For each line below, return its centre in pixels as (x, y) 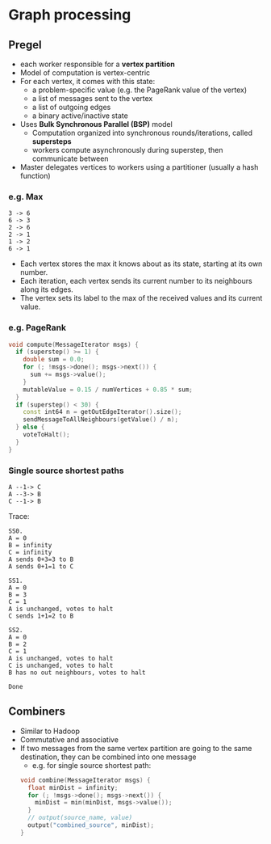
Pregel (25, 45)
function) (35, 176)
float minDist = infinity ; (73, 787)
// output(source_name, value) (80, 818)
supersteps (52, 141)
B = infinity (30, 546)
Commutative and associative (69, 739)
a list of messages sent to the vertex (92, 98)
